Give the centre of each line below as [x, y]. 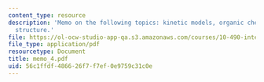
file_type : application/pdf [54, 45]
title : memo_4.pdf [38, 59]
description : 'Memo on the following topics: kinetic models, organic [126, 23]
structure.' [35, 30]
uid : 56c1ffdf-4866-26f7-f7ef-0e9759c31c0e [81, 66]
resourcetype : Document [47, 52]
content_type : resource [47, 15]
